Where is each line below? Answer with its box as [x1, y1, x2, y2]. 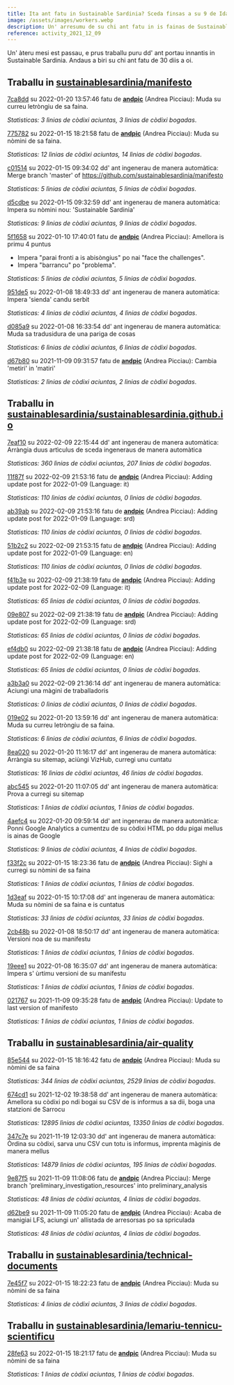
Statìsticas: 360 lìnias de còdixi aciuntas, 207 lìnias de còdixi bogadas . [7, 459, 212, 467]
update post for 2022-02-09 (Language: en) [7, 652, 134, 660]
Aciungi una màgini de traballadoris [7, 686, 109, 694]
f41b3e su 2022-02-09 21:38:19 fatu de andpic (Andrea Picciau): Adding [7, 576, 216, 584]
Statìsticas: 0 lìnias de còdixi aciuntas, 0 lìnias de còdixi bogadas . [7, 700, 197, 708]
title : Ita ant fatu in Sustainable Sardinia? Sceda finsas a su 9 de [7, 10, 217, 17]
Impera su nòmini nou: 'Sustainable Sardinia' [7, 206, 135, 214]
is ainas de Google [7, 831, 61, 840]
